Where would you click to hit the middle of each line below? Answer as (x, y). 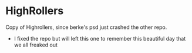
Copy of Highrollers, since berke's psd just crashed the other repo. (86, 27)
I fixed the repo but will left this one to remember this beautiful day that (100, 38)
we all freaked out (36, 45)
